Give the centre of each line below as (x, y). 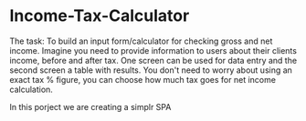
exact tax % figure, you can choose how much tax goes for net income (143, 79)
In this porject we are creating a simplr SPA (90, 106)
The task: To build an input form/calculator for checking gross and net (141, 41)
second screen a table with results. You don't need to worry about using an (151, 70)
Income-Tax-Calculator (100, 16)
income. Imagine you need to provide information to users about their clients (153, 50)
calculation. (31, 89)
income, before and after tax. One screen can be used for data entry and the (153, 60)
